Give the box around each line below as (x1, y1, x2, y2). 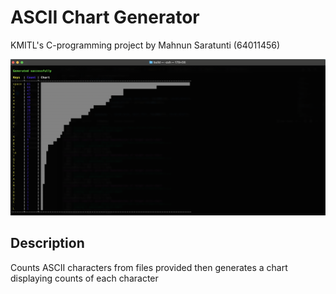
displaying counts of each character (10, 272, 159, 284)
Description (10, 235, 85, 252)
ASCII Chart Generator (10, 6, 200, 29)
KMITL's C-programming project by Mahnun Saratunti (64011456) (10, 39, 281, 51)
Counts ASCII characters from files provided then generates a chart (10, 261, 288, 273)
